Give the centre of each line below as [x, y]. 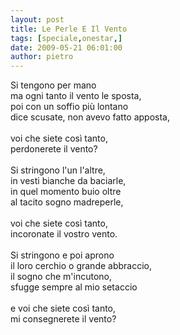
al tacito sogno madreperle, [67, 202]
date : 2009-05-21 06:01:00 [66, 47]
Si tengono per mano [53, 85]
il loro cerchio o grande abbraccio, [81, 266]
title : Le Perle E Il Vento [69, 29]
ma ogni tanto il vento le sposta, [76, 96]
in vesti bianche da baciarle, [68, 181]
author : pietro [42, 57]
